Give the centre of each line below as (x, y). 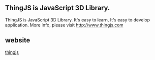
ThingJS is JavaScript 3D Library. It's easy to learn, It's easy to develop (77, 20)
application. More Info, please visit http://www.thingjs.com (64, 25)
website (18, 40)
